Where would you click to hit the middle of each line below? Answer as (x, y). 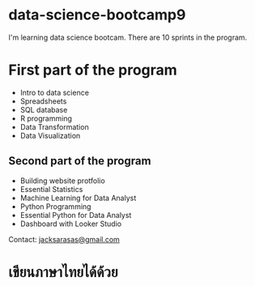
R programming (46, 118)
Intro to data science (54, 92)
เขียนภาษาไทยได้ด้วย (64, 272)
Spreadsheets (43, 101)
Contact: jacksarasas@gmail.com (64, 239)
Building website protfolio (62, 181)
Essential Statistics (51, 189)
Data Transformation (54, 126)
